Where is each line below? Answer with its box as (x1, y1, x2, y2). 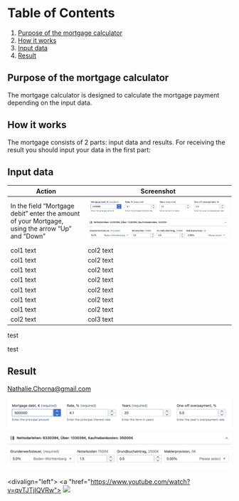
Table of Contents (7, 5, 115, 21)
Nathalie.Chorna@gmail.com (7, 384, 91, 393)
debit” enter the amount (10, 209, 80, 218)
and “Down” (10, 231, 46, 240)
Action (36, 186, 57, 195)
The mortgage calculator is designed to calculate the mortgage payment (7, 90, 220, 99)
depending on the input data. (7, 98, 92, 107)
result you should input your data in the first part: (7, 145, 151, 154)
